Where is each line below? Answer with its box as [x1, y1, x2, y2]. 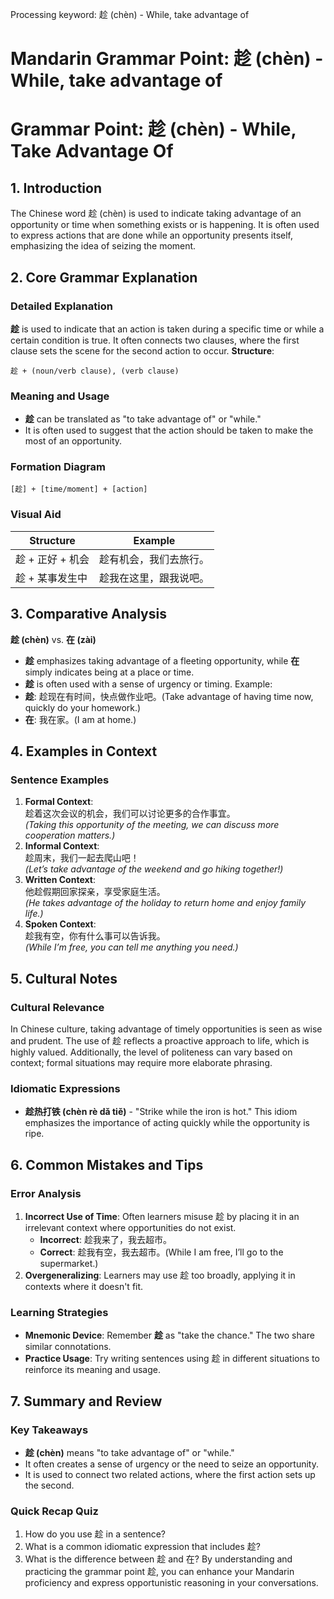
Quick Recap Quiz [10, 1504, 99, 1518]
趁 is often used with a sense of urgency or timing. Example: [24, 678, 273, 690]
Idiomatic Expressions [10, 1081, 121, 1095]
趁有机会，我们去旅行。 [98, 552, 210, 566]
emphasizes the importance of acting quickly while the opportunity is [24, 1117, 310, 1129]
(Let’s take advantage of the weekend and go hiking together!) [24, 863, 284, 875]
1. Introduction [10, 179, 102, 197]
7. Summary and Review [10, 1393, 163, 1410]
